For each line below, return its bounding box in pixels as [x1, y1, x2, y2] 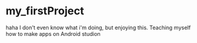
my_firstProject [5, 4, 84, 18]
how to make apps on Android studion [5, 30, 101, 37]
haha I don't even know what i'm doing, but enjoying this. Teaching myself [5, 24, 191, 31]
